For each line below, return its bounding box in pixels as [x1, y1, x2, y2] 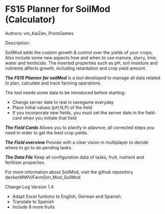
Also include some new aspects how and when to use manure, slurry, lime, [5, 54, 157, 60]
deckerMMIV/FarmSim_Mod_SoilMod [5, 174, 81, 180]
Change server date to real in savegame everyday [12, 99, 114, 105]
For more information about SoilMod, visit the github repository [5, 169, 133, 175]
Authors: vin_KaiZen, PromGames [5, 30, 74, 36]
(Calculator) [5, 14, 55, 25]
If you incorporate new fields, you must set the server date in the [12, 110, 144, 116]
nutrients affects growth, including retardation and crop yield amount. [5, 65, 147, 71]
